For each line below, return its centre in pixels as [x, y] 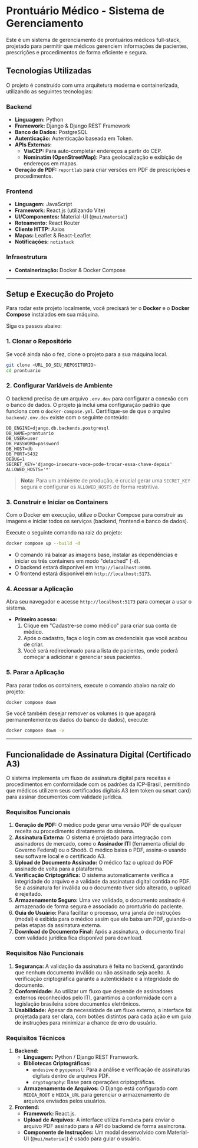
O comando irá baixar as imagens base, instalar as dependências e [96, 555]
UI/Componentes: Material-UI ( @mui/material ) [71, 217]
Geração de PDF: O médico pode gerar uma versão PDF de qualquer [98, 825]
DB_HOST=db [19, 449]
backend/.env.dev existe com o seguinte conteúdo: [68, 417]
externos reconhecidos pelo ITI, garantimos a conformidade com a [95, 997]
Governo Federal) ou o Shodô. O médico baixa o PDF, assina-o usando [100, 850]
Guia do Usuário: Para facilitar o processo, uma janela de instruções [98, 913]
